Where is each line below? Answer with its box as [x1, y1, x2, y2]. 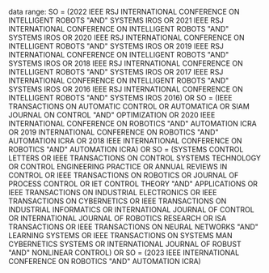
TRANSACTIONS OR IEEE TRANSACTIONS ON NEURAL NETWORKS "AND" [8, 222, 258, 232]
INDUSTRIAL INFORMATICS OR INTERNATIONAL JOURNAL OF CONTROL [8, 205, 254, 214]
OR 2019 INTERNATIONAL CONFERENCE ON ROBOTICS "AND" [8, 127, 219, 137]
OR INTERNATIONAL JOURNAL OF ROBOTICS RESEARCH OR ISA [8, 214, 227, 223]
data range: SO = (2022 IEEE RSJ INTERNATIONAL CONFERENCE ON [8, 7, 240, 16]
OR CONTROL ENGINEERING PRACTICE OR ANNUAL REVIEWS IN [8, 162, 228, 171]
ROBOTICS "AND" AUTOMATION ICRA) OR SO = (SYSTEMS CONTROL [8, 145, 244, 154]
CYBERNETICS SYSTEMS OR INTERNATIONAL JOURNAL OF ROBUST [8, 239, 242, 249]
